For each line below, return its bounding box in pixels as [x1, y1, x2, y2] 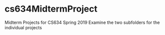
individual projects [4, 24, 42, 30]
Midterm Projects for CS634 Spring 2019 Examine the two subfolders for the [4, 19, 160, 25]
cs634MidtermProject [4, 3, 97, 15]
